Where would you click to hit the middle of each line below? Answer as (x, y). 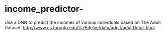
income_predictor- (44, 9)
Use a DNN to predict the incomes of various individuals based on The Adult (83, 22)
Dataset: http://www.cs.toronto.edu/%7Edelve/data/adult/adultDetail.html (80, 27)
